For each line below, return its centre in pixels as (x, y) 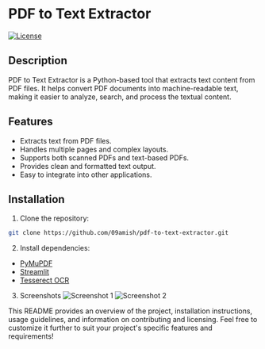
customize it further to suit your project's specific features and (110, 328)
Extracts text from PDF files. (65, 140)
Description (38, 61)
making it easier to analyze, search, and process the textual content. (120, 97)
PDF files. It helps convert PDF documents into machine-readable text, (123, 88)
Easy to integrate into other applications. (86, 174)
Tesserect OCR (44, 280)
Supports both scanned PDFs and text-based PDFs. (104, 157)
